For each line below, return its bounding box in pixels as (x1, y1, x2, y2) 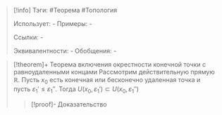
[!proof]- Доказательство (30, 100, 107, 108)
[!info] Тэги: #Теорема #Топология (13, 6, 118, 14)
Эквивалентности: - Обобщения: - (13, 47, 117, 55)
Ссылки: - (13, 33, 44, 41)
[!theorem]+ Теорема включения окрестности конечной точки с (13, 60, 206, 69)
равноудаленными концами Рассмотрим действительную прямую (13, 68, 216, 76)
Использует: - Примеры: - (13, 20, 92, 27)
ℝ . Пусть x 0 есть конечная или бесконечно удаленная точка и (13, 76, 201, 86)
